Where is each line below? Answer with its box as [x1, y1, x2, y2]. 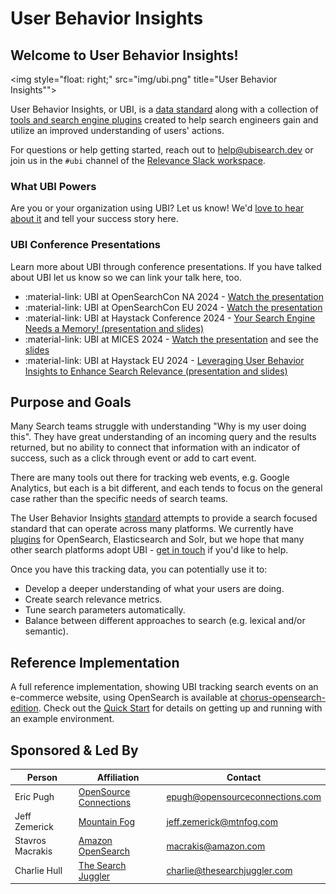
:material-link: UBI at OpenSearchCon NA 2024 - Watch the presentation [24, 290, 324, 302]
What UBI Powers [10, 179, 97, 193]
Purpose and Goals [10, 393, 132, 411]
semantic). [24, 625, 69, 637]
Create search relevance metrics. [24, 593, 163, 606]
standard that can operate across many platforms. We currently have [10, 523, 294, 535]
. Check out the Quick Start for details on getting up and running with [38, 702, 323, 714]
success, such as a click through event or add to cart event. [10, 452, 257, 464]
